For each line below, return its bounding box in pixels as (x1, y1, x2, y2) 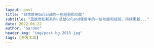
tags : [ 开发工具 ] (5, 35, 39, 40)
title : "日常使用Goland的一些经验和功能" (5, 12, 85, 17)
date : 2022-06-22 (5, 21, 42, 26)
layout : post (5, 7, 33, 12)
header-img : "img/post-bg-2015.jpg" (5, 30, 83, 35)
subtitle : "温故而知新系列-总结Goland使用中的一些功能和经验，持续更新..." (5, 16, 149, 21)
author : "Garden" (5, 26, 42, 31)
